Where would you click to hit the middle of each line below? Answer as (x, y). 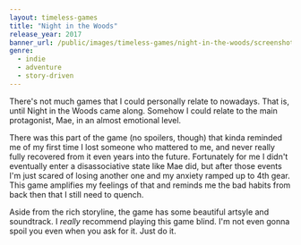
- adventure (40, 68)
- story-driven (46, 76)
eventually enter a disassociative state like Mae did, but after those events (146, 165)
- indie (32, 59)
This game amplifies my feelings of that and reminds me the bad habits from (150, 185)
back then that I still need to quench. (77, 194)
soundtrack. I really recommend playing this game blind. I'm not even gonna (150, 221)
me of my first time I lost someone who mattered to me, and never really (142, 147)
